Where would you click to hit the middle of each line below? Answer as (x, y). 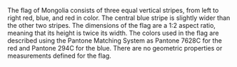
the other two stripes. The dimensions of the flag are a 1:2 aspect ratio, (112, 25)
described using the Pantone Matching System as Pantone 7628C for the (115, 41)
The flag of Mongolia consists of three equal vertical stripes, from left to (113, 10)
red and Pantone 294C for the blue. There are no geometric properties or (115, 48)
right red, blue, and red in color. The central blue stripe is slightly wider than (119, 18)
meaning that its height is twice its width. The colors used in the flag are (113, 33)
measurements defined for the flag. (60, 56)
